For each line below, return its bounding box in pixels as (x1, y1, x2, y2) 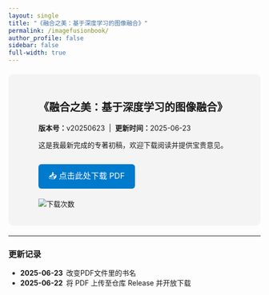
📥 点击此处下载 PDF (48, 169, 126, 181)
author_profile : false (8, 34, 84, 42)
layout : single (8, 11, 59, 20)
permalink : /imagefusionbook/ (8, 26, 110, 34)
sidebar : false (8, 42, 59, 50)
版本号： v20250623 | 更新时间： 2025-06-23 (38, 123, 191, 133)
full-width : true (8, 49, 66, 57)
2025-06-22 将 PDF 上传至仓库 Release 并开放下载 (19, 278, 191, 288)
